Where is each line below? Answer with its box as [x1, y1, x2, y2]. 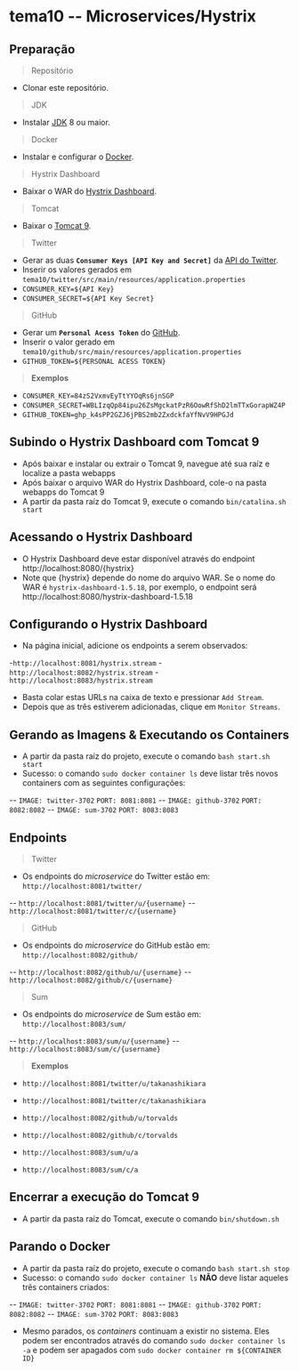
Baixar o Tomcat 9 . [21, 221, 92, 230]
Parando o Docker [9, 1239, 111, 1254]
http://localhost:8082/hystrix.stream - [9, 667, 159, 678]
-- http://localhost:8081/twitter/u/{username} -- [9, 898, 196, 908]
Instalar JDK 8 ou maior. [21, 117, 111, 127]
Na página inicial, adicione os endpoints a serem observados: [21, 641, 248, 651]
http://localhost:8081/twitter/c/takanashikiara [21, 1097, 206, 1106]
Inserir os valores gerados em [21, 264, 132, 275]
